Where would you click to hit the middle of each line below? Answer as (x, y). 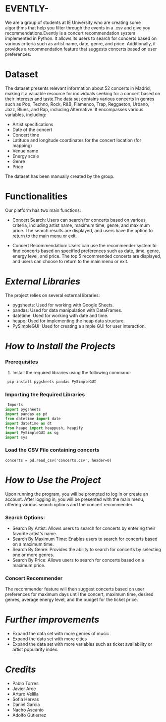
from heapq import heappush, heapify (44, 428)
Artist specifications (33, 124)
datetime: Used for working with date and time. (60, 315)
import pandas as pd (27, 414)
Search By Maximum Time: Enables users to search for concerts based (85, 539)
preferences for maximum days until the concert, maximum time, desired (79, 594)
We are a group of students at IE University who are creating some (73, 22)
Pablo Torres (25, 684)
